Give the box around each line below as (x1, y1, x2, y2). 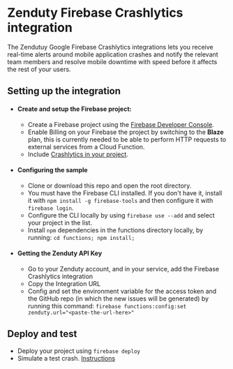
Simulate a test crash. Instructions (17, 354, 116, 362)
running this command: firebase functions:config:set (27, 301, 187, 310)
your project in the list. (27, 218, 93, 227)
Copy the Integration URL (27, 279, 101, 287)
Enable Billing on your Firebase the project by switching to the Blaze (27, 128, 224, 136)
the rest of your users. (7, 65, 71, 73)
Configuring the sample (17, 166, 89, 174)
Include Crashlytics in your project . (27, 150, 129, 158)
